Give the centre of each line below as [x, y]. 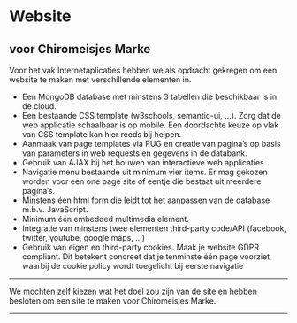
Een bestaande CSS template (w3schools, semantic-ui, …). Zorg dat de [151, 115]
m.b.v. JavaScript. [55, 209]
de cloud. [39, 106]
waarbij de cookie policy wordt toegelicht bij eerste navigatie [133, 266]
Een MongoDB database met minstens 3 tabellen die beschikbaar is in [149, 96]
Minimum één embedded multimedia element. [106, 219]
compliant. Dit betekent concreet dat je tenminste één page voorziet [146, 257]
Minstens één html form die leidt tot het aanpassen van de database [146, 200]
